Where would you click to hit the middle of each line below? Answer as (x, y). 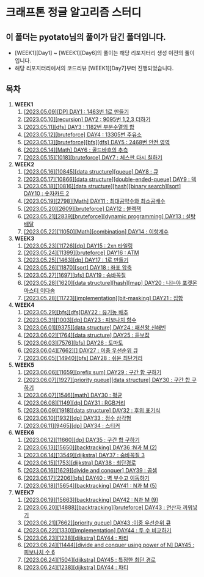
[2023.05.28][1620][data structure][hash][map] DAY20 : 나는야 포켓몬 (111, 282)
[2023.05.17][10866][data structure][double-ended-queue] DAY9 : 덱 (110, 179)
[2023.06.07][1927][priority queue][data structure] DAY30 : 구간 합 (107, 380)
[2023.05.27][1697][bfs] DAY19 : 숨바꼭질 (75, 275)
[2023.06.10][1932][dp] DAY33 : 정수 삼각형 (78, 418)
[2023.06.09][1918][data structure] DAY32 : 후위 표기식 (92, 410)
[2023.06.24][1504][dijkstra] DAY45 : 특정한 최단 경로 (90, 559)
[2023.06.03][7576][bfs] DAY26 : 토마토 (73, 342)
